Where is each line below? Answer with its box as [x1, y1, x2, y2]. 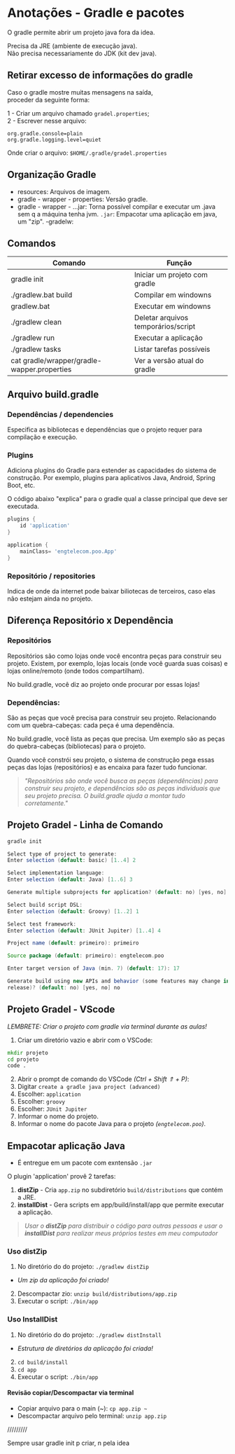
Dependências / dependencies [7, 409, 114, 419]
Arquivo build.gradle [7, 388, 99, 400]
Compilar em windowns [134, 290, 212, 300]
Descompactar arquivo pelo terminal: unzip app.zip [17, 1411, 167, 1420]
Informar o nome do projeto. [17, 1112, 99, 1120]
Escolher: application [17, 1090, 81, 1098]
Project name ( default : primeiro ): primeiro [7, 940, 139, 947]
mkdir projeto [7, 1049, 49, 1056]
